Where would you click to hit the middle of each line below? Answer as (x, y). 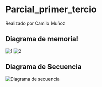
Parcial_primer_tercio (51, 9)
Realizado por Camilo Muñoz (35, 23)
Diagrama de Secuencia (43, 67)
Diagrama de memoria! (42, 39)
